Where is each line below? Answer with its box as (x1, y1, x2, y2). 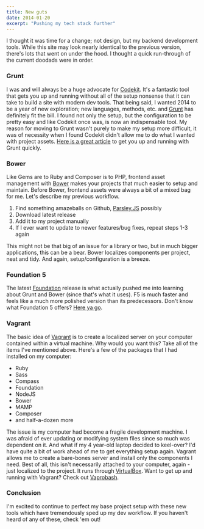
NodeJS (15, 390, 36, 398)
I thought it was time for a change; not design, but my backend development (6, 37, 198, 45)
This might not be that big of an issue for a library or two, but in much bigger (6, 242, 198, 249)
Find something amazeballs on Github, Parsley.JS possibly (15, 204, 162, 211)
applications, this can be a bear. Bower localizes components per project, (6, 249, 191, 256)
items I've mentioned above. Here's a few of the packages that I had (6, 346, 178, 353)
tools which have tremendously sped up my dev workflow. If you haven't (6, 509, 188, 516)
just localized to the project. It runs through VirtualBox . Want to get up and (6, 467, 192, 474)
